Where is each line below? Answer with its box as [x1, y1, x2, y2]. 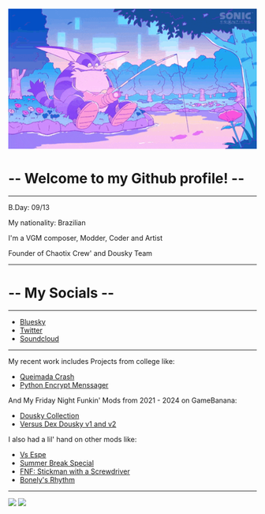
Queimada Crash [19, 372, 75, 381]
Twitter [19, 325, 43, 336]
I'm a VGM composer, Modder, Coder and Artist [8, 234, 163, 243]
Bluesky [19, 317, 46, 327]
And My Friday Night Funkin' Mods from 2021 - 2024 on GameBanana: [8, 396, 237, 405]
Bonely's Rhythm [19, 475, 75, 485]
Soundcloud [19, 334, 59, 343]
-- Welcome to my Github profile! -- [8, 169, 244, 187]
